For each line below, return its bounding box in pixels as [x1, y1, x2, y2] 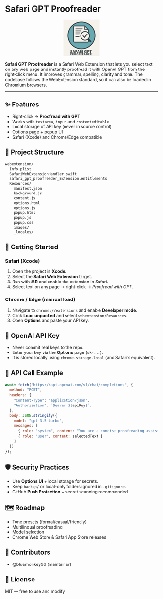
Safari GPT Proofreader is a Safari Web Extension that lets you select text [5, 61, 153, 67]
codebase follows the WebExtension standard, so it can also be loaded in [5, 76, 151, 82]
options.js [14, 205, 36, 210]
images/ [14, 225, 29, 229]
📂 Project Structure [5, 148, 64, 157]
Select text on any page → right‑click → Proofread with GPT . [12, 284, 133, 290]
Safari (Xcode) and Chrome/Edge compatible [12, 134, 102, 140]
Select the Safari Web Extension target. [12, 274, 92, 280]
